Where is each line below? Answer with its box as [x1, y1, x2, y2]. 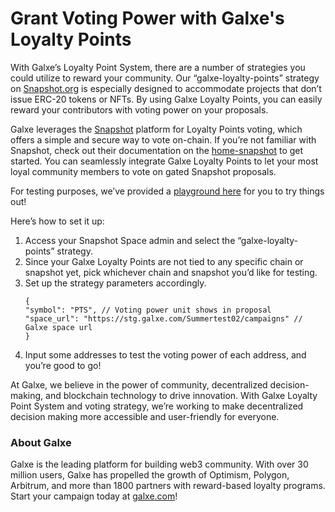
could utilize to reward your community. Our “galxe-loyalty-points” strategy [10, 72, 320, 84]
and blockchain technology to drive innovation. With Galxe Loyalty [45, 389, 318, 401]
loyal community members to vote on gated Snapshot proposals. [10, 165, 277, 177]
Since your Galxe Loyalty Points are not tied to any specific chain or [24, 255, 304, 267]
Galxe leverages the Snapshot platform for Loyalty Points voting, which [10, 123, 303, 135]
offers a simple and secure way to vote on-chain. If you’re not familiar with [10, 133, 317, 146]
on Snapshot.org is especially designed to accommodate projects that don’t [10, 82, 322, 94]
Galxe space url [24, 322, 93, 332]
